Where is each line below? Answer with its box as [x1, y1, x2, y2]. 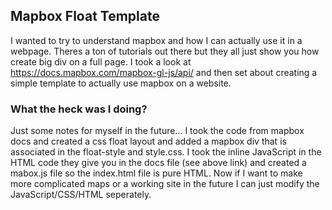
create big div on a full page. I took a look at [10, 55, 192, 68]
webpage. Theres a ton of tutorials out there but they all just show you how [10, 45, 320, 57]
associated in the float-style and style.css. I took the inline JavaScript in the [10, 146, 322, 158]
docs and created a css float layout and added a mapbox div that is [10, 135, 287, 148]
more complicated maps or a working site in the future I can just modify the [10, 178, 320, 190]
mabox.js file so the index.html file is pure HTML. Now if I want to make [10, 167, 303, 179]
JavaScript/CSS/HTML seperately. [10, 189, 152, 201]
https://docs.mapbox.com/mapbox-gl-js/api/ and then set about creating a [10, 66, 318, 78]
